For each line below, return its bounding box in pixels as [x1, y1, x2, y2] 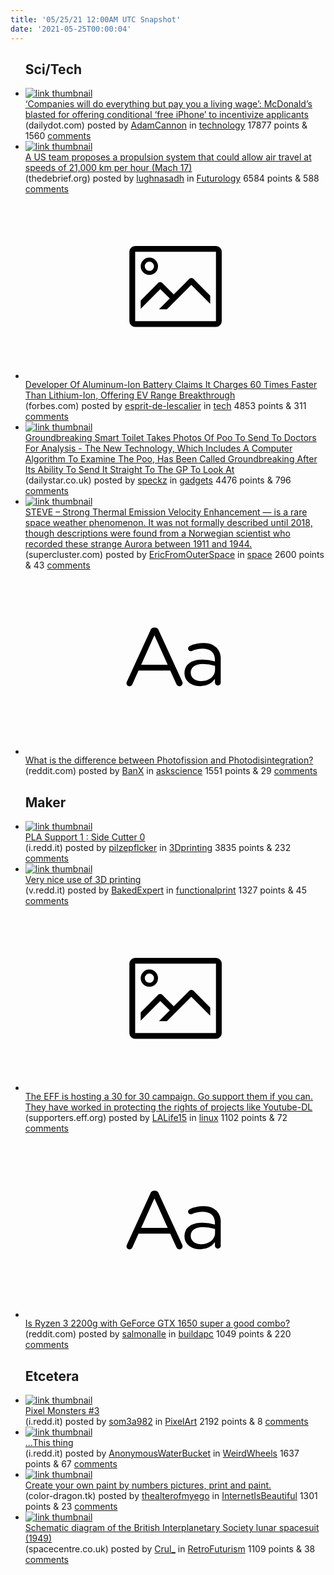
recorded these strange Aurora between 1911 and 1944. [24, 537, 253, 550]
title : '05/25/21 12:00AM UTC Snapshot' [10, 14, 182, 25]
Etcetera [24, 1367, 80, 1385]
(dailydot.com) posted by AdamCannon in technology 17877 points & [24, 119, 308, 131]
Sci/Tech [24, 61, 83, 78]
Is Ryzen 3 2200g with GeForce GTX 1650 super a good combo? [24, 1317, 291, 1330]
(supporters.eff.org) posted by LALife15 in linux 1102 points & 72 [24, 1111, 288, 1123]
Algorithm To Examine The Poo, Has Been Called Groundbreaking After [24, 452, 318, 465]
